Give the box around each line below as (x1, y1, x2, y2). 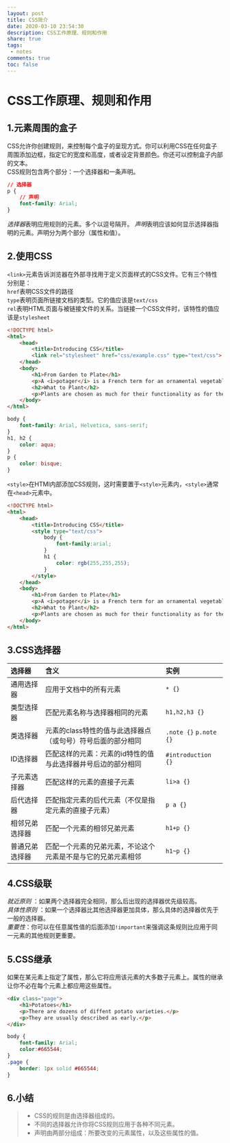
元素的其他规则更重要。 (12, 932, 79, 940)
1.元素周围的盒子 (7, 122, 77, 134)
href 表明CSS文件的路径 (7, 287, 74, 295)
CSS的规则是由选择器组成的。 (34, 1111, 118, 1120)
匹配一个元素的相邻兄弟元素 (45, 824, 135, 833)
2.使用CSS (7, 251, 53, 262)
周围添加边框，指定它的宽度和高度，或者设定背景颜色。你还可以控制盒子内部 (7, 150, 223, 159)
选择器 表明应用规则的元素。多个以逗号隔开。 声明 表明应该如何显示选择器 (7, 220, 213, 228)
